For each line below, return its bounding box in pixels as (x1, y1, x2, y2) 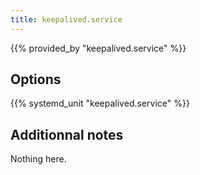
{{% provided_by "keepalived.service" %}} (10, 42, 187, 54)
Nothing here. (10, 153, 67, 165)
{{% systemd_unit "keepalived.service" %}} (10, 97, 190, 110)
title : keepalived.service (10, 14, 123, 25)
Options (10, 71, 62, 88)
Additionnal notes (10, 126, 124, 143)
